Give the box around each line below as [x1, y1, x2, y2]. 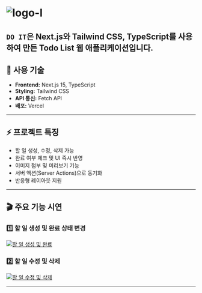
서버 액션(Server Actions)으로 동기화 [14, 169, 103, 177]
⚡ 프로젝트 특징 [6, 127, 59, 137]
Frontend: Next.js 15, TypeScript [14, 81, 96, 88]
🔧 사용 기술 [6, 65, 45, 75]
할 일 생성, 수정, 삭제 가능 [14, 147, 75, 154]
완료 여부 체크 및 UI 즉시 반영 [14, 154, 83, 162]
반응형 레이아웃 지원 [14, 177, 62, 184]
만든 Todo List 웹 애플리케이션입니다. [22, 43, 153, 53]
